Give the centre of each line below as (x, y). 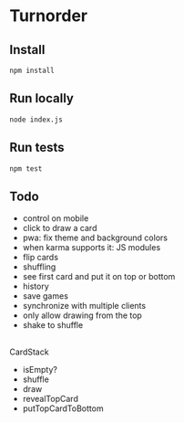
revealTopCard (51, 398)
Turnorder (49, 16)
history (36, 286)
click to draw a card (60, 228)
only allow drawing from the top (82, 315)
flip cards (41, 258)
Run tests (37, 148)
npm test (26, 169)
